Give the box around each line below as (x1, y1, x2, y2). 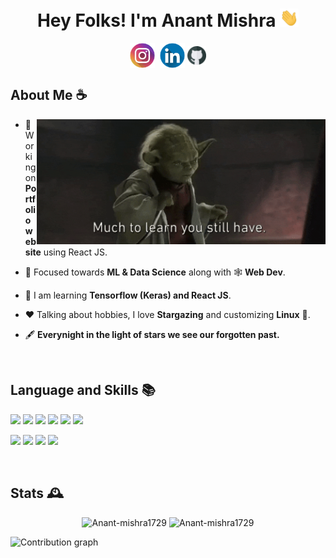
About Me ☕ (10, 87, 88, 104)
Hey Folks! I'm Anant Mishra (36, 9, 277, 32)
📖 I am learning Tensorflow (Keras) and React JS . (24, 289, 232, 301)
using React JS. (43, 246, 108, 258)
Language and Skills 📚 (10, 382, 156, 399)
